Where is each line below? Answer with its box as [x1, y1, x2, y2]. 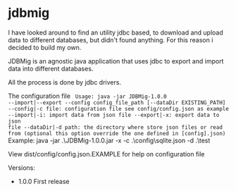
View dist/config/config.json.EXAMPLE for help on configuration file [8, 149, 205, 158]
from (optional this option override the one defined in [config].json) [8, 130, 226, 137]
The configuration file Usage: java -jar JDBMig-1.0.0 [8, 92, 168, 100]
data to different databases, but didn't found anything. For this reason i [8, 35, 213, 44]
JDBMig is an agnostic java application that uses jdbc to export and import [8, 56, 224, 65]
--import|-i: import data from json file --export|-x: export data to [8, 111, 220, 118]
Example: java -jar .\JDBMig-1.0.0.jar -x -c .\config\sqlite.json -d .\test [8, 136, 211, 144]
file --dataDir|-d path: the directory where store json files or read [8, 123, 223, 131]
